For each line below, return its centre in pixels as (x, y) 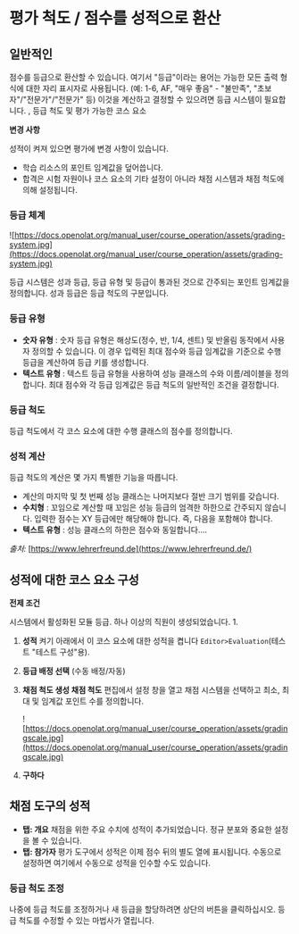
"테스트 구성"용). (61, 652)
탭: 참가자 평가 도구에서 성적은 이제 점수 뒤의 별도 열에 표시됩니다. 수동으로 (152, 851)
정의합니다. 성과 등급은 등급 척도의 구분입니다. (89, 293)
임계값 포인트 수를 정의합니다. (93, 701)
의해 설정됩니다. (50, 190)
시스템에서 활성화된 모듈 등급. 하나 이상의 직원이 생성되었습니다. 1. (124, 622)
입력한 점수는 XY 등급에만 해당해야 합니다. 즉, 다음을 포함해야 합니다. (154, 519)
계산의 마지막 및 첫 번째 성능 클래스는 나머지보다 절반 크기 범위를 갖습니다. (150, 496)
